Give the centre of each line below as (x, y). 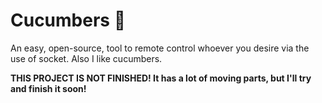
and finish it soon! (48, 88)
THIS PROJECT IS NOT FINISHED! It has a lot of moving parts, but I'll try (161, 78)
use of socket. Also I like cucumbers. (86, 58)
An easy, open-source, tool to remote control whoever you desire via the (160, 48)
